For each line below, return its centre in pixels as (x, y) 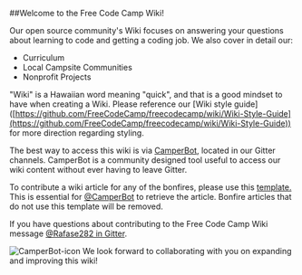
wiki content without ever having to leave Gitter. (98, 170)
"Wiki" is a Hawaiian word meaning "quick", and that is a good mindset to (146, 95)
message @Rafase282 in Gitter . (68, 233)
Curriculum (44, 57)
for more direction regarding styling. (77, 133)
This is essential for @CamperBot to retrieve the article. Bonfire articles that (151, 197)
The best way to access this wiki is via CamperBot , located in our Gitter (143, 150)
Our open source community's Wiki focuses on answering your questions (146, 30)
